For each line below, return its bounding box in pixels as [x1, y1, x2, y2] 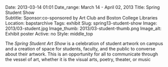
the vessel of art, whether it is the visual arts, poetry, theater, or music [5, 56, 151, 62]
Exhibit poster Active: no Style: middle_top [5, 31, 93, 36]
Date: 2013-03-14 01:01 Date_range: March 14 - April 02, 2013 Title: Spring [5, 4, 160, 10]
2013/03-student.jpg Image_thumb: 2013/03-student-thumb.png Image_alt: [5, 25, 162, 31]
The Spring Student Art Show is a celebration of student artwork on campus [5, 40, 163, 46]
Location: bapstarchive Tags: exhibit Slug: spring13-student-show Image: [5, 20, 157, 26]
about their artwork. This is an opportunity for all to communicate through [5, 51, 158, 57]
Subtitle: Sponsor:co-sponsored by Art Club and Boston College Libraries [5, 15, 158, 20]
